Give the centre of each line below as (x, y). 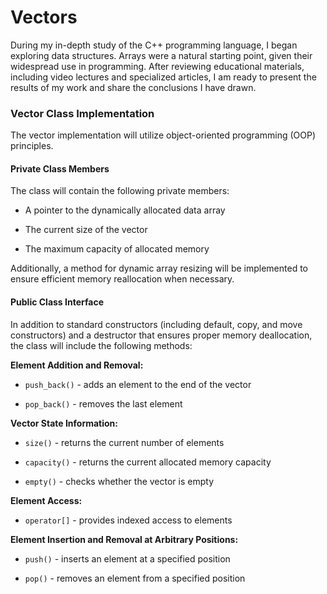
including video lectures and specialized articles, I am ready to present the (163, 77)
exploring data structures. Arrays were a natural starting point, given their (161, 55)
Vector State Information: (64, 423)
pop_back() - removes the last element (103, 403)
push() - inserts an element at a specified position (127, 558)
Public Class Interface (57, 302)
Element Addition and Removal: (77, 365)
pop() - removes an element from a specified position (135, 578)
